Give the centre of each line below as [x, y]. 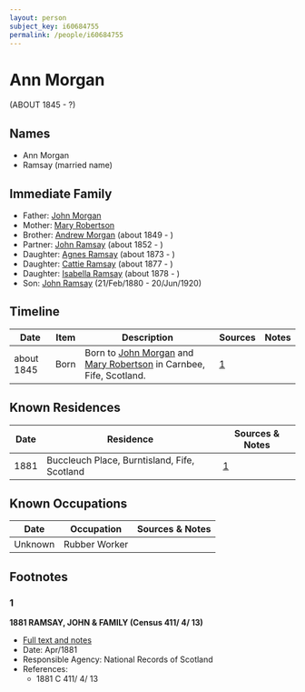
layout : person [38, 18]
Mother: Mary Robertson [69, 225]
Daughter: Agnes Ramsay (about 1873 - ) [98, 254]
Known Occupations [69, 503]
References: [45, 669]
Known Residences [65, 408]
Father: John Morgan [62, 216]
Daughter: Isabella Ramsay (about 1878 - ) [101, 273]
